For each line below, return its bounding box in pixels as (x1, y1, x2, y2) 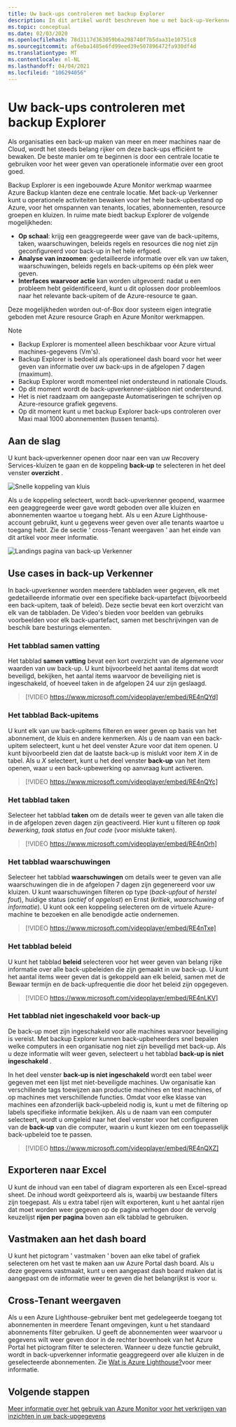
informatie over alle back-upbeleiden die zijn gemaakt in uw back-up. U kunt (8, 964, 228, 974)
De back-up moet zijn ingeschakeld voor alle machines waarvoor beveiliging (8, 1027, 228, 1035)
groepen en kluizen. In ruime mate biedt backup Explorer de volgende (8, 211, 209, 219)
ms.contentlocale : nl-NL (8, 56, 81, 63)
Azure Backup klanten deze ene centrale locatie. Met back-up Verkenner (8, 188, 218, 197)
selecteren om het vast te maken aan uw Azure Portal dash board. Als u (8, 1259, 214, 1267)
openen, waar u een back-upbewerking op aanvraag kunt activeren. (8, 763, 204, 772)
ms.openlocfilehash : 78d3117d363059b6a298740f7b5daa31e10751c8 (8, 37, 197, 44)
